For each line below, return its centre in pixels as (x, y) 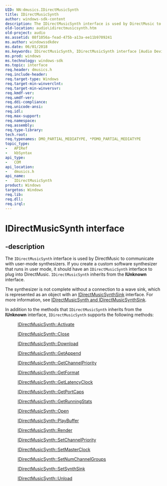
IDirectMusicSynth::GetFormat (48, 373)
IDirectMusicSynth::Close (43, 334)
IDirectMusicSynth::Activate (46, 324)
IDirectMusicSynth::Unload (45, 479)
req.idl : (14, 112)
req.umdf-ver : (20, 97)
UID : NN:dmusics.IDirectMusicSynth (42, 10)
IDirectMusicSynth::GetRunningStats (55, 402)
